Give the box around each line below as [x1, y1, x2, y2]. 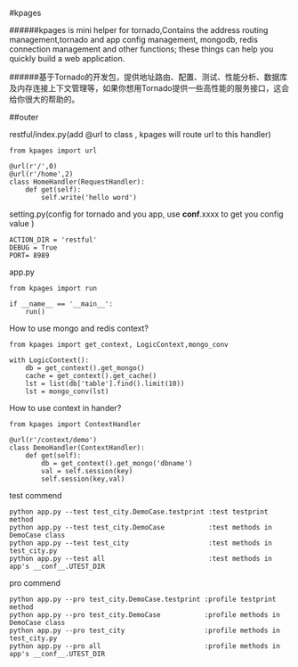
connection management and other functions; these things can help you [9, 44, 274, 54]
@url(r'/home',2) [9, 169, 74, 178]
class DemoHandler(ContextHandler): [9, 443, 145, 452]
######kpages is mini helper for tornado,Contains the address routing [9, 25, 269, 35]
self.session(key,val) [41, 474, 125, 483]
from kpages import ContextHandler [9, 420, 141, 429]
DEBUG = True [9, 243, 58, 252]
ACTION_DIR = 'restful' [9, 235, 98, 244]
